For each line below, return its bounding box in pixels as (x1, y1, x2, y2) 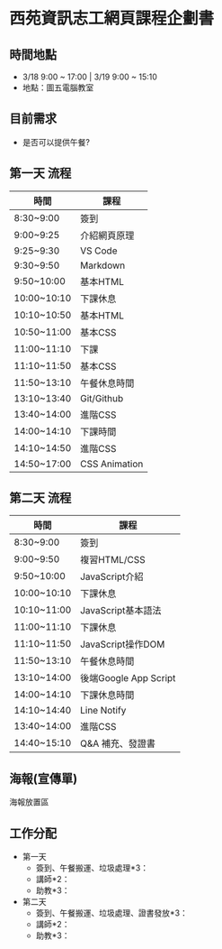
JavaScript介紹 (79, 570, 144, 583)
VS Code (79, 244, 118, 257)
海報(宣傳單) (9, 770, 78, 786)
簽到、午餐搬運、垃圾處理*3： (35, 862, 149, 873)
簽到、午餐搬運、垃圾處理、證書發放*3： (35, 908, 189, 918)
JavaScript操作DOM (79, 638, 165, 650)
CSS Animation (79, 457, 144, 470)
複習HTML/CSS (79, 554, 146, 567)
